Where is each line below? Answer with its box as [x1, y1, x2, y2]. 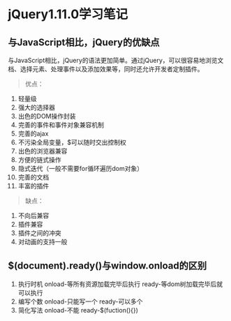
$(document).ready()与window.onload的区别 [8, 260, 207, 272]
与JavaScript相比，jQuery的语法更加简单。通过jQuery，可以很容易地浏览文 [8, 57, 224, 64]
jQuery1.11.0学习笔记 [8, 6, 128, 22]
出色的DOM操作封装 [17, 112, 76, 120]
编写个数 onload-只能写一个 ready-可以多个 [17, 297, 143, 306]
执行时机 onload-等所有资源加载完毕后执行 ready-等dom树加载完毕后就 [17, 280, 223, 288]
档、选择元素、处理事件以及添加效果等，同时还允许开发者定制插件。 [8, 65, 204, 73]
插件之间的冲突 [17, 229, 61, 237]
